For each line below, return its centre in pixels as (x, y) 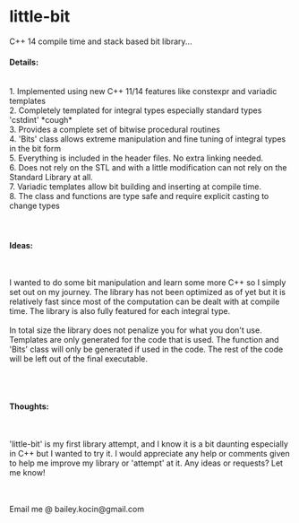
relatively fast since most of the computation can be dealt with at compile (145, 301)
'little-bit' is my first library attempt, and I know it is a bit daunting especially (149, 444)
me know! (27, 472)
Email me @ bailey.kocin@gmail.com (77, 509)
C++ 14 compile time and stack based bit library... (101, 41)
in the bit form (35, 149)
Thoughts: (29, 406)
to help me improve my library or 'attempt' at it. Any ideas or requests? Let (146, 463)
